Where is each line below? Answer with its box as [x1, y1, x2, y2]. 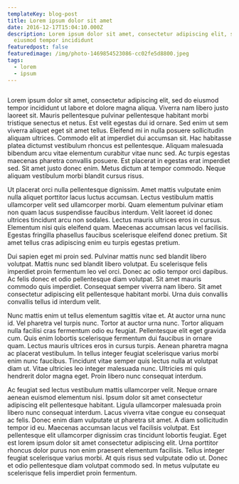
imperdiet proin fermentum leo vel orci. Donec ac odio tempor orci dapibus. [7, 267, 228, 275]
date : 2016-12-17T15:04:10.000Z [7, 23, 103, 31]
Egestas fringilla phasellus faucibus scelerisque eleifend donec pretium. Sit [7, 231, 228, 239]
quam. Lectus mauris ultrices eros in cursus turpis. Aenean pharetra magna [7, 341, 229, 349]
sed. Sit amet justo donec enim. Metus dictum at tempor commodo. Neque [7, 164, 226, 172]
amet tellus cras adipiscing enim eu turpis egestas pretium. [7, 238, 181, 246]
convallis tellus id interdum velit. [7, 297, 102, 306]
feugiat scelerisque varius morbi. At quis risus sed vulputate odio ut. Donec [7, 453, 228, 462]
